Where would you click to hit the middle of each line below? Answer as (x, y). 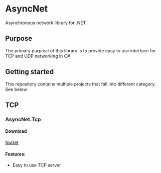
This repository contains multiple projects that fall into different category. (80, 84)
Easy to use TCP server (37, 165)
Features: (16, 154)
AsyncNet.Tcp (23, 119)
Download (16, 131)
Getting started (30, 72)
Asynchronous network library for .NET (46, 23)
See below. (17, 89)
